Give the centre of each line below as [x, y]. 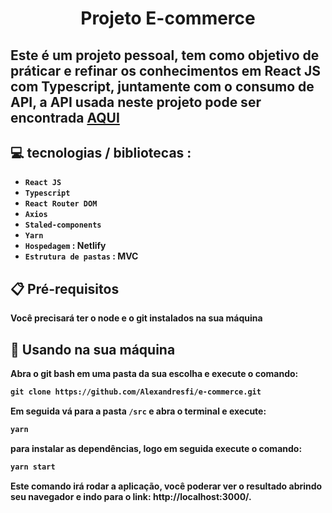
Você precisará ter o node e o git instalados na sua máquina [136, 318]
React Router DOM [61, 204]
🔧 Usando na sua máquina [93, 349]
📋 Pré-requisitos [65, 288]
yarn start [33, 467]
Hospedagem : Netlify [65, 246]
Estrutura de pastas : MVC [81, 256]
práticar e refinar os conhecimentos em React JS [165, 70]
